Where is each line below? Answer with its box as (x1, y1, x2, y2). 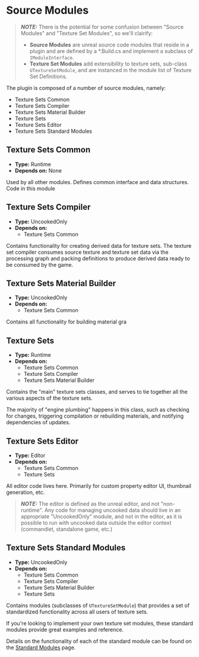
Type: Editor (14, 452, 46, 459)
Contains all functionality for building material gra (6, 318, 127, 325)
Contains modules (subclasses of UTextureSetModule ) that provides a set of (6, 602, 190, 609)
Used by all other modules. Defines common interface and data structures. (6, 178, 189, 185)
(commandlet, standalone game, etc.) (20, 525, 113, 533)
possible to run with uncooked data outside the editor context (20, 519, 172, 526)
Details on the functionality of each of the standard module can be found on (6, 637, 192, 644)
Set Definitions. (29, 73, 67, 80)
